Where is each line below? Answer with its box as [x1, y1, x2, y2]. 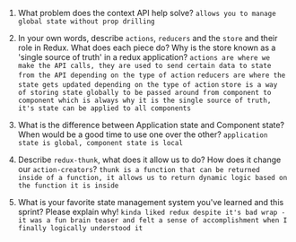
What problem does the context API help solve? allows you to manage [17, 8, 276, 18]
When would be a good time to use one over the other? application [17, 129, 268, 140]
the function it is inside [17, 181, 119, 190]
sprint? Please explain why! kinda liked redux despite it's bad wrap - [17, 206, 286, 217]
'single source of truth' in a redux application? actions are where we [17, 52, 271, 62]
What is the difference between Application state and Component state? [17, 120, 285, 130]
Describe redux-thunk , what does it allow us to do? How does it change [17, 154, 282, 165]
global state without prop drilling [17, 17, 155, 26]
